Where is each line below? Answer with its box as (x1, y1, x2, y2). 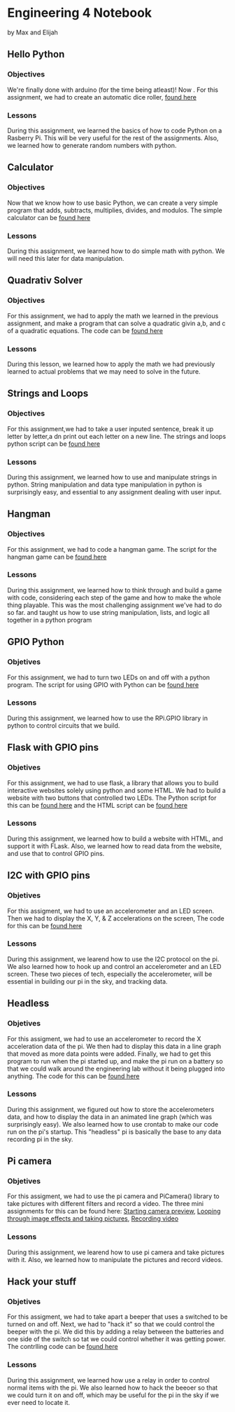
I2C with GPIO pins (7, 869, 91, 881)
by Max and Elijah (7, 28, 58, 36)
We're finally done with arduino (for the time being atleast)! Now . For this (7, 86, 219, 94)
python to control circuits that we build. (7, 721, 120, 730)
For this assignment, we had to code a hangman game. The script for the (7, 545, 217, 553)
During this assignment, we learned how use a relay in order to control (7, 1376, 210, 1384)
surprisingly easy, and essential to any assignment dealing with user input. (7, 487, 222, 496)
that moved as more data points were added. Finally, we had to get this (7, 1050, 211, 1058)
